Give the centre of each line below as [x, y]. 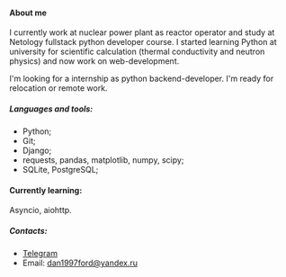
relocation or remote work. [58, 88]
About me [28, 13]
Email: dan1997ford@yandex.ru [80, 263]
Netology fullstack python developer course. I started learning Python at [143, 42]
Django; [37, 151]
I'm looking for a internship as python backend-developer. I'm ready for [142, 79]
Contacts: [28, 230]
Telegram [40, 254]
